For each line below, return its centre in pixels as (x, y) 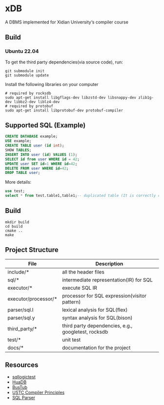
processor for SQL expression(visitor (104, 296)
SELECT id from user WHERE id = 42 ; (42, 159)
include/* (19, 272)
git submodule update (27, 75)
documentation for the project (96, 347)
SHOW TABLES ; (18, 150)
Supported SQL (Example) (45, 125)
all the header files (83, 272)
